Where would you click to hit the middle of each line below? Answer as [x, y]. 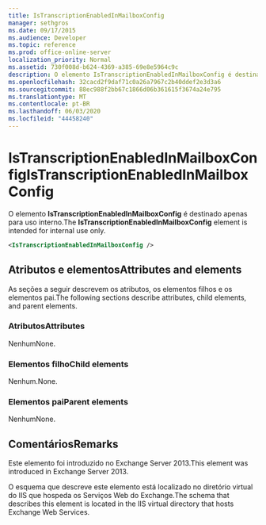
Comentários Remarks [63, 444]
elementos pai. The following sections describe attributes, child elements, [127, 297]
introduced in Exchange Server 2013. [68, 472]
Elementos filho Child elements [68, 364]
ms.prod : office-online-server [60, 52]
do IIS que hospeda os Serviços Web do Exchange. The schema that [119, 496]
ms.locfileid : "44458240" [51, 119]
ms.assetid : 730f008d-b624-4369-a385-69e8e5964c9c [93, 67]
